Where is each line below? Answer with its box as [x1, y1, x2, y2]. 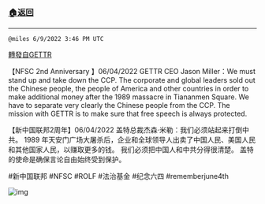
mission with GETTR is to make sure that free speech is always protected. [8, 109, 248, 119]
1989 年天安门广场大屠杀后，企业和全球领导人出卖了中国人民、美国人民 [23, 135, 256, 145]
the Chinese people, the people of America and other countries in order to [8, 84, 249, 94]
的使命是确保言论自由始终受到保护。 [8, 155, 126, 165]
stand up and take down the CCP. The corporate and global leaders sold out [8, 76, 256, 85]
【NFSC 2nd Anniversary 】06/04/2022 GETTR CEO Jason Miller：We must [8, 67, 256, 76]
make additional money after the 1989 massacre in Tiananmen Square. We [8, 92, 250, 102]
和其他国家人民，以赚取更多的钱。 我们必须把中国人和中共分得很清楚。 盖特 [8, 145, 254, 154]
